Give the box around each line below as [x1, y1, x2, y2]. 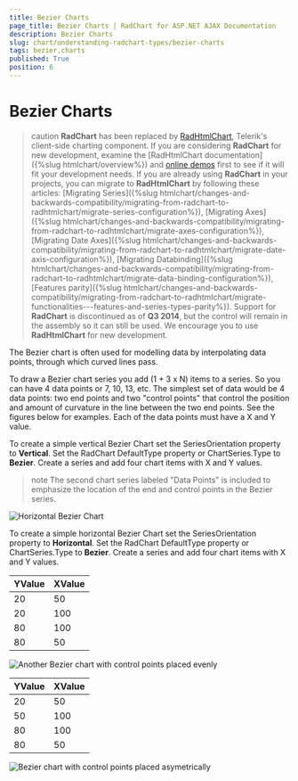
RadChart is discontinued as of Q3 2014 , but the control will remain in [30, 310, 288, 321]
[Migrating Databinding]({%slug [117, 253, 233, 264]
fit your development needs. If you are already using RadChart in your [30, 169, 288, 179]
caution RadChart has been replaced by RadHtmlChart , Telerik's [30, 130, 268, 141]
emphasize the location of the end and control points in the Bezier [30, 483, 273, 495]
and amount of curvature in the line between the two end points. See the [9, 402, 276, 413]
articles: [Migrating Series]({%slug [30, 187, 158, 198]
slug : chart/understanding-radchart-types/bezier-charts [9, 37, 225, 47]
